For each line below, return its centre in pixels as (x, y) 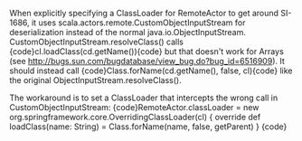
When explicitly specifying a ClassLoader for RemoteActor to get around (144, 13)
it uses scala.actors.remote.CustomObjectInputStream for (138, 23)
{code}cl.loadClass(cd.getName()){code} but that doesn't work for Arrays (147, 52)
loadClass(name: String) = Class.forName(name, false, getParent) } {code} (148, 127)
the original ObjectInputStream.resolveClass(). (96, 80)
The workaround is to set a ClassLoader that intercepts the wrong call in (144, 98)
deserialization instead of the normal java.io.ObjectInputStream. (128, 32)
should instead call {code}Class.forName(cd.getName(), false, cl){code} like (151, 70)
